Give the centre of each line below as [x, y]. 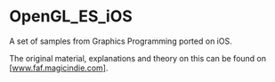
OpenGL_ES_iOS [71, 16]
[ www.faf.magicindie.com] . [59, 68]
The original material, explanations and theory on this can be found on [138, 58]
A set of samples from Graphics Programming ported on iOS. [121, 41]
